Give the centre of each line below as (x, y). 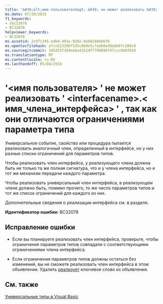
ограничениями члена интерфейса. (49, 249)
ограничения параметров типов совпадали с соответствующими (80, 244)
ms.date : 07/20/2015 (26, 14)
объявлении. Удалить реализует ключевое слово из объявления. (80, 269)
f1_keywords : (18, 19)
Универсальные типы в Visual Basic (42, 296)
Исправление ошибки (40, 227)
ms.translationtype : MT (29, 55)
